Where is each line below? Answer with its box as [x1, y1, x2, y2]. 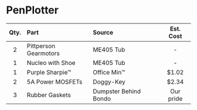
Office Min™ [93, 68, 125, 76]
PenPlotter [6, 4, 59, 17]
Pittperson [26, 42, 56, 50]
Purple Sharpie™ [26, 68, 72, 76]
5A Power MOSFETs [26, 77, 83, 85]
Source [93, 28, 114, 36]
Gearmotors [26, 49, 60, 57]
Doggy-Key [93, 77, 125, 85]
